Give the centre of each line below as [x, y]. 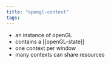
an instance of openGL [44, 35]
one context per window [45, 48]
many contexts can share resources [60, 54]
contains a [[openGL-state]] [50, 41]
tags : [13, 18]
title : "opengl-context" [38, 12]
